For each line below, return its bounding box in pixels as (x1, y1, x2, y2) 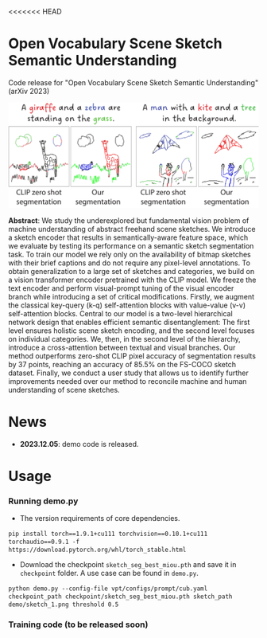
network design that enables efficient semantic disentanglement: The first (8, 318, 250, 327)
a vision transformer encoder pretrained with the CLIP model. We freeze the (8, 275, 257, 285)
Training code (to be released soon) (8, 619, 149, 630)
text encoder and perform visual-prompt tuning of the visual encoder (8, 284, 234, 293)
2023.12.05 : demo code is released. (19, 440, 139, 448)
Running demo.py (8, 495, 79, 507)
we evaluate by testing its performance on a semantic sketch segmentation (8, 241, 254, 251)
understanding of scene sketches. (8, 386, 121, 395)
